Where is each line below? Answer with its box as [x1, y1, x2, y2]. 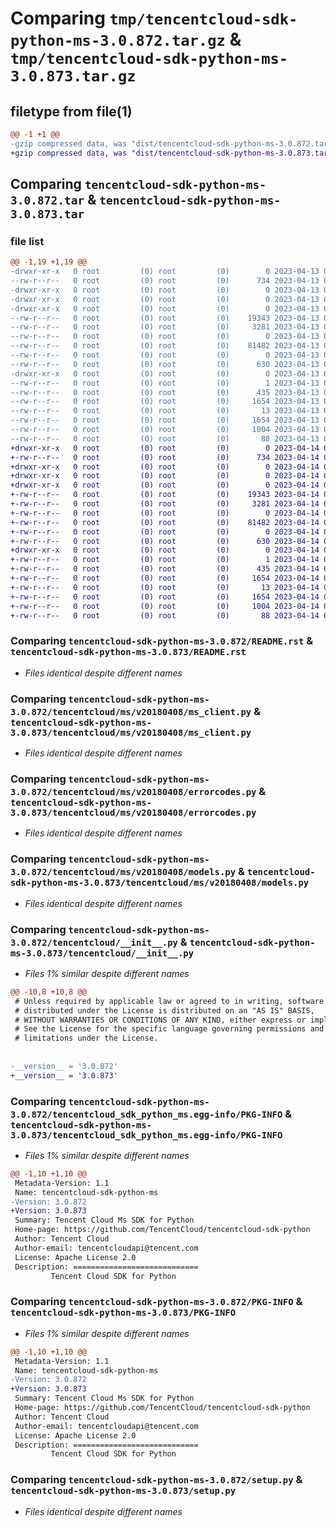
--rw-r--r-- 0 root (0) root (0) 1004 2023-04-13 [10, 425, 320, 435]
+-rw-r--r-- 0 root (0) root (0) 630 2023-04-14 [10, 536, 320, 546]
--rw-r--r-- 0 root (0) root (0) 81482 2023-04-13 [10, 341, 320, 351]
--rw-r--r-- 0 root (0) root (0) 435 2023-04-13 [10, 387, 320, 397]
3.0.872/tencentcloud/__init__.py [10, 937, 178, 948]
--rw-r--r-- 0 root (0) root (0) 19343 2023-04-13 [10, 313, 320, 323]
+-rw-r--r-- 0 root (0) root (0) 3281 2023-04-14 [10, 499, 320, 509]
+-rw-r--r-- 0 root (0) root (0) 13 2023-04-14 [10, 582, 320, 592]
